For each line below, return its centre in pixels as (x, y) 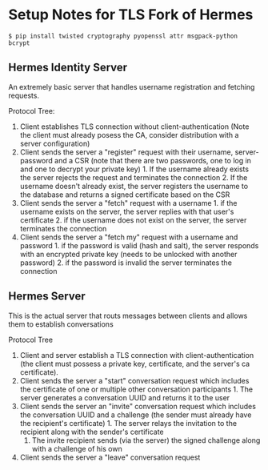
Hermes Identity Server (68, 68)
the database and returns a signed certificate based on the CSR (125, 195)
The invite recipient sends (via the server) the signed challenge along (146, 440)
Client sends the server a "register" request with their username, (126, 152)
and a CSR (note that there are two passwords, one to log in (153, 160)
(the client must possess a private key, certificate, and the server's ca (135, 364)
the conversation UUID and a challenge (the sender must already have (136, 415)
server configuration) (55, 143)
